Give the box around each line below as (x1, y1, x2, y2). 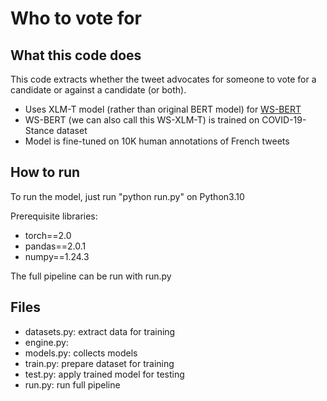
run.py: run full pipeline (24, 378, 121, 391)
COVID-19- (261, 114, 307, 126)
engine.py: (24, 336, 69, 348)
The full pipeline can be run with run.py (10, 270, 172, 282)
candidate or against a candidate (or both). (10, 84, 187, 96)
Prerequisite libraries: (10, 210, 98, 222)
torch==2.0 (24, 229, 72, 241)
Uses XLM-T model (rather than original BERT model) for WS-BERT (24, 103, 302, 115)
